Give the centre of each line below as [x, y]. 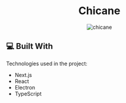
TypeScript [28, 94]
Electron [25, 87]
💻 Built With [30, 46]
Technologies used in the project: [47, 64]
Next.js [23, 75]
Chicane [99, 11]
